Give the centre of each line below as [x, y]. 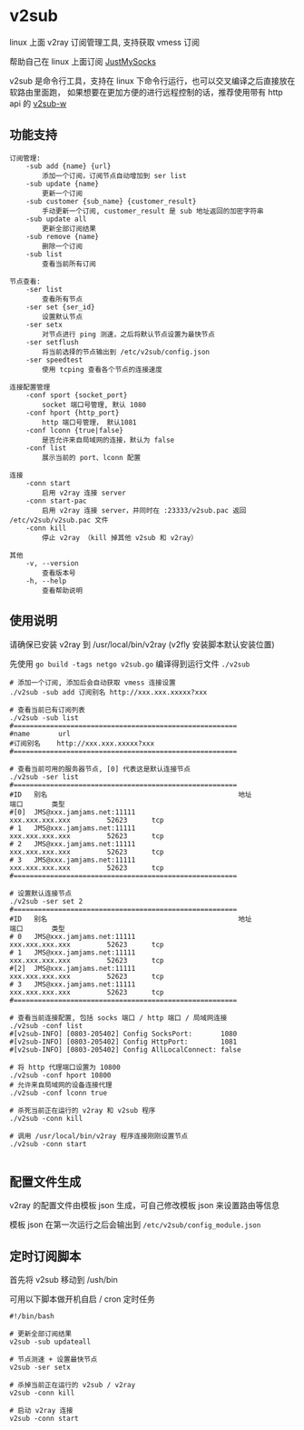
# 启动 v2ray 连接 [41, 1411]
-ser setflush [52, 342]
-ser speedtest [54, 360]
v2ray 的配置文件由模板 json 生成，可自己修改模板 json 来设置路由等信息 [144, 1205]
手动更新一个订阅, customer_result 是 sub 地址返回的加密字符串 [153, 211]
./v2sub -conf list [46, 1025]
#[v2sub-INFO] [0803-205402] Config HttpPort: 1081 [123, 1042]
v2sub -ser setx [40, 1368]
